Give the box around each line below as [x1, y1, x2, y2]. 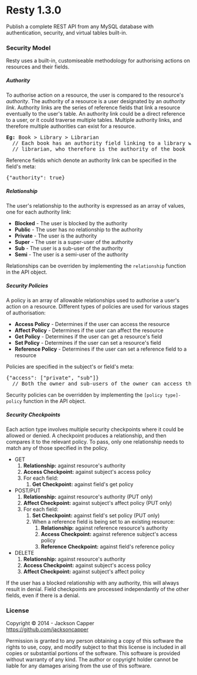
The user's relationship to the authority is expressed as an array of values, [6, 202, 186, 209]
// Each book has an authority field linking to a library [12, 140, 186, 147]
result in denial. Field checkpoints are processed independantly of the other [6, 586, 189, 593]
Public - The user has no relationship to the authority [14, 226, 143, 233]
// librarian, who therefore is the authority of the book [12, 146, 186, 152]
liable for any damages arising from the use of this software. [6, 662, 152, 669]
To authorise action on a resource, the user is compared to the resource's [6, 91, 184, 99]
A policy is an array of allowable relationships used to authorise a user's [6, 297, 180, 304]
